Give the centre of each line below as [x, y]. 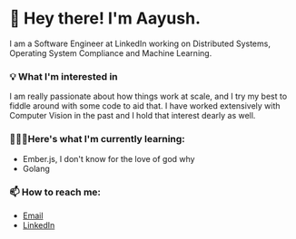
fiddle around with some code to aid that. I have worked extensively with [145, 106]
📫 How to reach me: [55, 192]
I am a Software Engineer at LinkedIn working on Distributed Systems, [140, 43]
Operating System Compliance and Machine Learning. [111, 53]
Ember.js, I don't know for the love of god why [109, 158]
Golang [36, 168]
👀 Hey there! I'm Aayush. [105, 19]
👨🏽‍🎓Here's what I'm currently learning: [98, 139]
